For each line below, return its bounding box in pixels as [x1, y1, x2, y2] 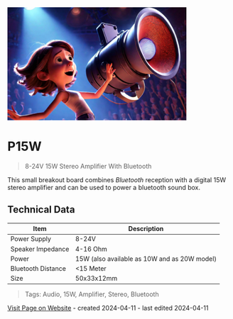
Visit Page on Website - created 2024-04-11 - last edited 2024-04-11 [7, 303, 209, 312]
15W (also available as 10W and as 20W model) [75, 254, 217, 263]
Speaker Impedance [10, 245, 70, 253]
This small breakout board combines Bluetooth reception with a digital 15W [7, 175, 226, 184]
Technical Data [7, 203, 75, 216]
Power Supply [10, 235, 52, 243]
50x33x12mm [75, 274, 118, 283]
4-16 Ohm [75, 245, 108, 253]
